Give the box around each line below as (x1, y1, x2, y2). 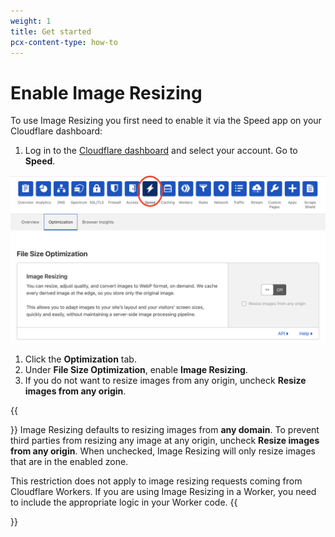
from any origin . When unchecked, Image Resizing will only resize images (10, 445, 316, 457)
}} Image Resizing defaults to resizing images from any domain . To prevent (10, 424, 320, 436)
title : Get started (10, 26, 92, 37)
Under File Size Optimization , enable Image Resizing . (24, 364, 248, 376)
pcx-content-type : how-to (10, 37, 118, 47)
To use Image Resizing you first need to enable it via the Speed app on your (10, 115, 322, 127)
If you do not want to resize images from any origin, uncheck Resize (24, 375, 307, 387)
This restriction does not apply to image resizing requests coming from (10, 475, 303, 487)
